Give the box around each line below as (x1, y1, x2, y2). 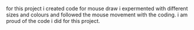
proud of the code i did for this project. (6, 18, 100, 24)
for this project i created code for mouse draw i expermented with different (6, 5, 188, 12)
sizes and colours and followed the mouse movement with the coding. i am (6, 11, 188, 18)
